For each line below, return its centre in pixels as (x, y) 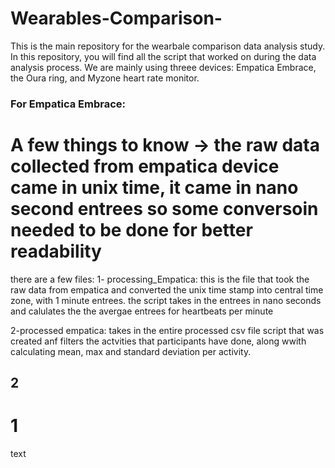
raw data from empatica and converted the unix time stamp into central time (167, 289)
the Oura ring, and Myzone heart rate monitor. (105, 78)
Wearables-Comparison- (116, 18)
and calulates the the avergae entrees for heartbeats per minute (142, 311)
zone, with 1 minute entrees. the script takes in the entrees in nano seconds (166, 300)
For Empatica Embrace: (68, 104)
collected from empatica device (145, 166)
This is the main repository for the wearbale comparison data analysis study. (168, 46)
